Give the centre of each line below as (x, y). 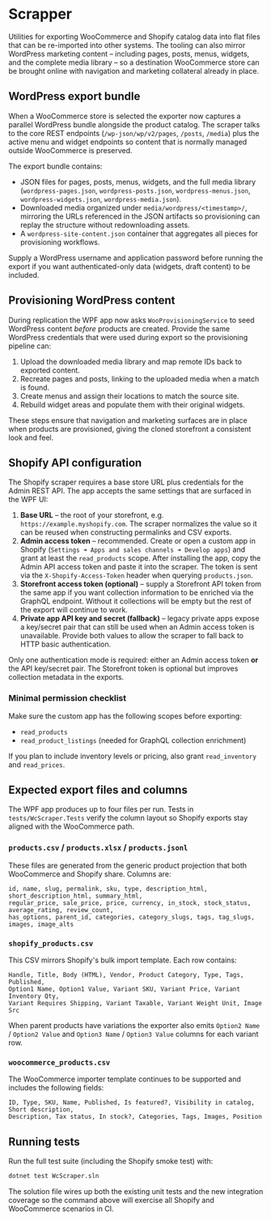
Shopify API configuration (75, 463)
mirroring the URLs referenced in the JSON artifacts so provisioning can (140, 216)
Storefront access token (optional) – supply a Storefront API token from (140, 584)
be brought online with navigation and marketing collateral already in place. (134, 70)
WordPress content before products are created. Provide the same (119, 328)
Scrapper (40, 14)
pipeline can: (30, 346)
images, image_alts (41, 924)
